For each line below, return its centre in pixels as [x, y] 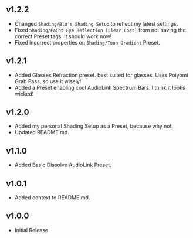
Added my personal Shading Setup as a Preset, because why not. [94, 126]
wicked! [24, 94]
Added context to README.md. [52, 198]
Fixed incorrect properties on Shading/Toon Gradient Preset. [87, 42]
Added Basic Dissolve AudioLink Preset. [63, 165]
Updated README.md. [42, 132]
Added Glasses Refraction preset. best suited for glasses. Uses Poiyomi [101, 75]
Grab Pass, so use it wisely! [48, 81]
